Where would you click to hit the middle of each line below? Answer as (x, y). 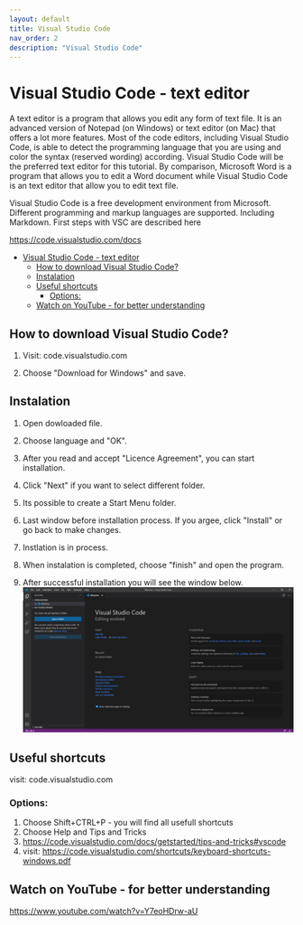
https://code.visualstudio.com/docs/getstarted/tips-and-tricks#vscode (154, 842)
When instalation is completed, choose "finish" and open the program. (153, 565)
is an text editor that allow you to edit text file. (94, 186)
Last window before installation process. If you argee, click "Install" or (152, 520)
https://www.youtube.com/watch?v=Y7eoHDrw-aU (104, 911)
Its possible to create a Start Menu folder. (99, 502)
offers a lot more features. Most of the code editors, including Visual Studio (149, 138)
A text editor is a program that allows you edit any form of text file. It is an (146, 118)
